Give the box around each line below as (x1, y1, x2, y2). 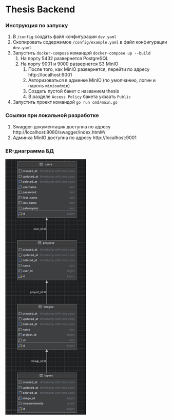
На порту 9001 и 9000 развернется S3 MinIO (20, 61, 119, 67)
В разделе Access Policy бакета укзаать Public (28, 93, 131, 100)
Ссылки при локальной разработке (5, 112, 99, 119)
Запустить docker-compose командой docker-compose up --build (12, 50, 151, 56)
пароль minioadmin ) (28, 83, 70, 89)
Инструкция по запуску (5, 22, 68, 29)
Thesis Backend (5, 4, 75, 15)
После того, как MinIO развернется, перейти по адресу (28, 66, 150, 72)
